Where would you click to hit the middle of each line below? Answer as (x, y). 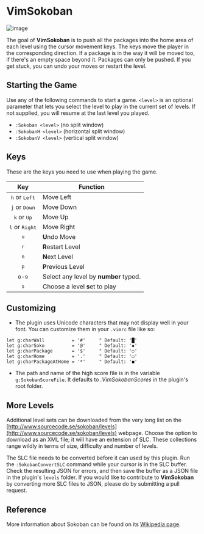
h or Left (23, 197)
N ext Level (58, 257)
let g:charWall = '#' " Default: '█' (72, 340)
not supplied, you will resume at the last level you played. (78, 113)
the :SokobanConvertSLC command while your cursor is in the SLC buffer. (97, 464)
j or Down (23, 207)
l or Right (23, 227)
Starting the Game (42, 85)
